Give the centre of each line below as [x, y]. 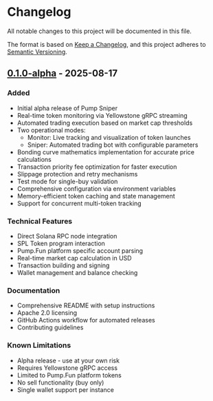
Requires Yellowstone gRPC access [67, 368]
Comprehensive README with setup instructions [86, 306]
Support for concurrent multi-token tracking [79, 203]
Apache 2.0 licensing [47, 313]
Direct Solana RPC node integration [67, 236]
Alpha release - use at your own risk [68, 360]
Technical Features [40, 221]
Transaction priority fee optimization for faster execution [97, 167]
